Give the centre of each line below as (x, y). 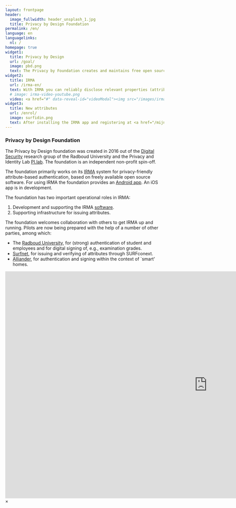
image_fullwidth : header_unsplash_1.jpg (53, 19)
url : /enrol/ (23, 113)
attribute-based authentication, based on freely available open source (78, 177)
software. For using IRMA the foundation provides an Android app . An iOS (82, 182)
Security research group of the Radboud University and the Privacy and (80, 156)
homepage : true (21, 47)
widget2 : (14, 76)
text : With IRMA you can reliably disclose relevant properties (79, 90)
